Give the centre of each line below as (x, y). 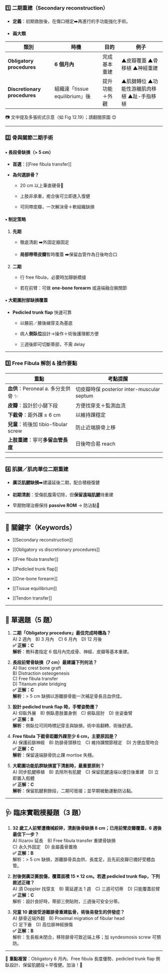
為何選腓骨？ (25, 175)
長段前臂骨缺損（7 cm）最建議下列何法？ (55, 662)
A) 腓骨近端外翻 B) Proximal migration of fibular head (68, 918)
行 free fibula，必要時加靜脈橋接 (53, 277)
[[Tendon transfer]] (32, 598)
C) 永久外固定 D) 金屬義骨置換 (45, 847)
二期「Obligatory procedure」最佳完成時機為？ (61, 633)
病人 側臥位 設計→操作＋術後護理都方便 (59, 333)
